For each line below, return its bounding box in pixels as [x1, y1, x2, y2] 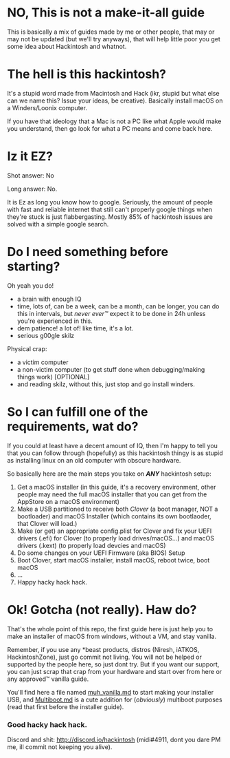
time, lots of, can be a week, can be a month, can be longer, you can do [16, 302, 220, 310]
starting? [7, 259, 60, 274]
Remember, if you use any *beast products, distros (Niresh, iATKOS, [7, 645, 200, 653]
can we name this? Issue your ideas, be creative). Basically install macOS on [7, 96, 223, 105]
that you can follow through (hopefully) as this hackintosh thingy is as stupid [7, 449, 223, 457]
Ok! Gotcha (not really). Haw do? [7, 602, 197, 618]
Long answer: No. [7, 185, 58, 193]
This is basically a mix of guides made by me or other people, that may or [7, 28, 215, 36]
